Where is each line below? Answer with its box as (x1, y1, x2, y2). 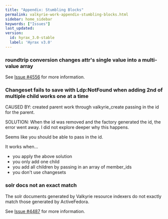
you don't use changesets (12, 169, 66, 175)
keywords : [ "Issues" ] (5, 21, 50, 26)
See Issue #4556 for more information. (5, 74, 85, 80)
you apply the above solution (12, 153, 72, 159)
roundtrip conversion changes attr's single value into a (5, 56, 141, 63)
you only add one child (12, 158, 60, 165)
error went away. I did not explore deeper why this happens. (5, 124, 129, 130)
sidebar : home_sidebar (5, 16, 52, 21)
